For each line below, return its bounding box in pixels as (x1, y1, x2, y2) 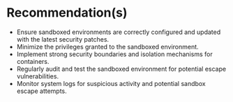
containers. (16, 57, 50, 65)
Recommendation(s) (6, 5, 128, 21)
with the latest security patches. (16, 35, 110, 43)
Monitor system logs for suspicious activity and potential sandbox (16, 79, 206, 87)
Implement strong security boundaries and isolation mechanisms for (16, 50, 213, 58)
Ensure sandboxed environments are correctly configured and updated (16, 28, 221, 36)
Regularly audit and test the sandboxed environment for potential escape (16, 65, 227, 73)
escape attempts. (16, 87, 67, 95)
